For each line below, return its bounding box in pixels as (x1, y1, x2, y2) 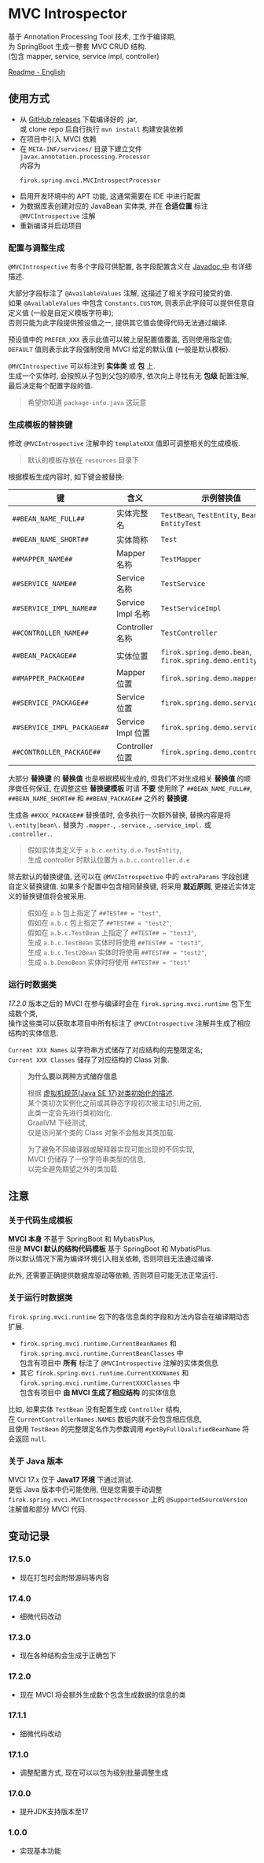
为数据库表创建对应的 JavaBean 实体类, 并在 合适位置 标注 (19, 201, 208, 210)
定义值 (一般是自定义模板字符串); (8, 308, 114, 317)
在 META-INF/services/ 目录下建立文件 (19, 143, 143, 154)
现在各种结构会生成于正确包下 (19, 1651, 116, 1661)
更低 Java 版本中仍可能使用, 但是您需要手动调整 (8, 1484, 163, 1494)
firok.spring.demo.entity (160, 656, 258, 666)
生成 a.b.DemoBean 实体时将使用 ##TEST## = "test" (27, 958, 191, 967)
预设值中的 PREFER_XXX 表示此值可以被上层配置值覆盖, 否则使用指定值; (8, 335, 233, 344)
